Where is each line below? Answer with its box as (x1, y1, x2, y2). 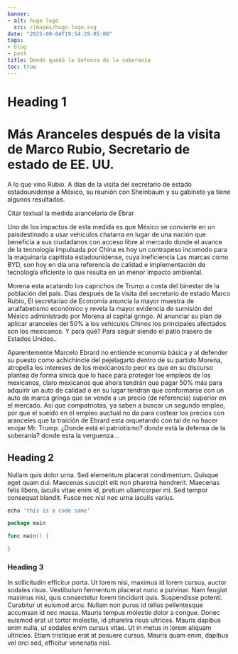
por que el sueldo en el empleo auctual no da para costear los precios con (7, 408, 225, 417)
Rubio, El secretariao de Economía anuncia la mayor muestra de (7, 296, 194, 305)
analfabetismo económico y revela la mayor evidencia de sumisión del (7, 304, 212, 312)
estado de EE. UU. (7, 157, 114, 173)
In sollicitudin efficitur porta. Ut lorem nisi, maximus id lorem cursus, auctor (7, 578, 227, 587)
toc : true (7, 63, 37, 70)
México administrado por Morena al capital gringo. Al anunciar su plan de (7, 312, 222, 320)
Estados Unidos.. (7, 334, 58, 343)
